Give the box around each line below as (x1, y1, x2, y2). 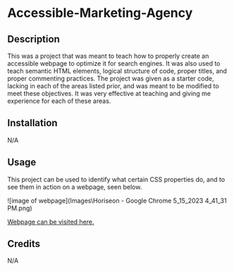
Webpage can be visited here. (7, 217, 94, 226)
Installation (7, 117, 58, 129)
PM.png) (7, 203, 33, 212)
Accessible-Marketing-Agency (7, 5, 193, 21)
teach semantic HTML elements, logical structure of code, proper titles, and (7, 67, 228, 75)
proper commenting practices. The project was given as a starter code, (7, 74, 214, 83)
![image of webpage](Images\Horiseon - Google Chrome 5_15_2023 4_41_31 (7, 196, 227, 205)
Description (7, 33, 60, 45)
